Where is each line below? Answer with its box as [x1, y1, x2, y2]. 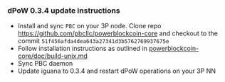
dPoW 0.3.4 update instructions [7, 6, 120, 16]
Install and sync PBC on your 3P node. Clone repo [17, 22, 162, 30]
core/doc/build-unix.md [17, 52, 88, 60]
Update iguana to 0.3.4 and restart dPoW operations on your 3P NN [17, 66, 216, 76]
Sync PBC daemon [17, 59, 73, 68]
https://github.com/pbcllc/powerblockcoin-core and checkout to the [17, 29, 219, 37]
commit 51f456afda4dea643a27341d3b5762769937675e [17, 37, 169, 45]
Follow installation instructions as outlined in [17, 45, 147, 53]
